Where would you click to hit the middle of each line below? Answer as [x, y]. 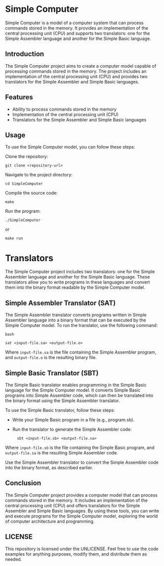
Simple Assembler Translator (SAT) [61, 303]
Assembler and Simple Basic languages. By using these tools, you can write [82, 511]
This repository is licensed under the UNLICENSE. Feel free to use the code [82, 549]
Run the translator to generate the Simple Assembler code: [72, 429]
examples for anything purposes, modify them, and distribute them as [76, 554]
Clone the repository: [27, 157]
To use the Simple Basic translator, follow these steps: [60, 410]
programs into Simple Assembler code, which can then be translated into [79, 395]
